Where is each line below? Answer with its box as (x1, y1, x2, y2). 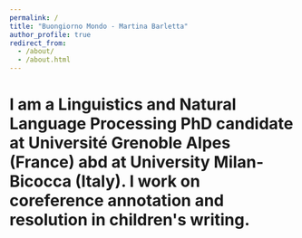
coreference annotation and (9, 191, 225, 211)
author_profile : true (9, 30, 92, 39)
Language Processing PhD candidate (9, 114, 294, 134)
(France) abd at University (9, 152, 210, 173)
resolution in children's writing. (9, 210, 250, 231)
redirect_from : (9, 38, 67, 48)
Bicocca (9, 171, 73, 192)
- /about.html (17, 55, 71, 64)
